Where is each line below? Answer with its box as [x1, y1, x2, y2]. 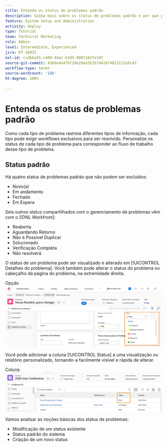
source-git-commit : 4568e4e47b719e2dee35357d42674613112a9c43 [5, 60, 137, 66]
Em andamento [12, 189, 44, 195]
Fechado [12, 194, 31, 200]
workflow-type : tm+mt [5, 66, 50, 71]
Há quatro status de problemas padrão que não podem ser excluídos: [5, 174, 148, 180]
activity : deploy [5, 24, 41, 29]
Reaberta [12, 223, 31, 229]
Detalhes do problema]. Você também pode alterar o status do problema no [5, 265, 160, 271]
